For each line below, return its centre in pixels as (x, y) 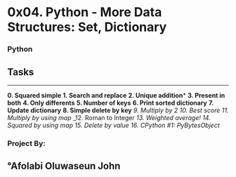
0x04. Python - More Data (85, 12)
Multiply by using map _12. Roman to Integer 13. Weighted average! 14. (109, 117)
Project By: (26, 143)
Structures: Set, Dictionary (87, 27)
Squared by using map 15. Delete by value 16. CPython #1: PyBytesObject (113, 125)
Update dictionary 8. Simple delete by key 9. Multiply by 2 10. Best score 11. (118, 110)
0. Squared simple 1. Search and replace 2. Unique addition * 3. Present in (116, 95)
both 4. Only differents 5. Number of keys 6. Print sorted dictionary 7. (111, 103)
